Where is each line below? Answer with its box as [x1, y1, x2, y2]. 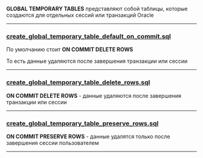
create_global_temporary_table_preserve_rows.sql [6, 119, 159, 127]
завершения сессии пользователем [6, 139, 99, 147]
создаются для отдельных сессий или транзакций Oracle [6, 11, 154, 19]
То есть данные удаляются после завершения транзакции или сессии [6, 57, 188, 65]
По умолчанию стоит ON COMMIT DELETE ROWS [6, 46, 134, 53]
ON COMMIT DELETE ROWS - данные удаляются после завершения [6, 92, 182, 99]
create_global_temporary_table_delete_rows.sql [6, 78, 150, 87]
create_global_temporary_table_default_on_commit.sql [6, 32, 171, 40]
